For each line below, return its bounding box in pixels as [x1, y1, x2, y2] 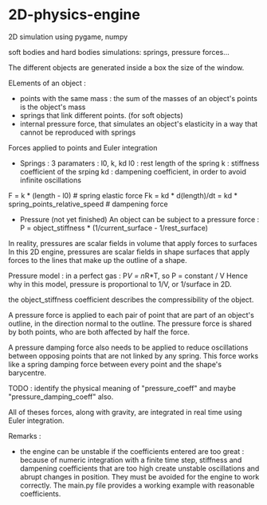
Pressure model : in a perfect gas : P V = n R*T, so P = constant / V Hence [8, 271, 249, 280]
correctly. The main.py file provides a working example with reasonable [19, 480, 255, 490]
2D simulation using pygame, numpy [8, 32, 128, 41]
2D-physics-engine [8, 6, 141, 24]
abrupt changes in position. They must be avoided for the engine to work [19, 472, 260, 481]
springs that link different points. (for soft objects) [19, 110, 183, 120]
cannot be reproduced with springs [19, 127, 136, 137]
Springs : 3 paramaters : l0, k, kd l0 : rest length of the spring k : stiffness [19, 158, 260, 168]
